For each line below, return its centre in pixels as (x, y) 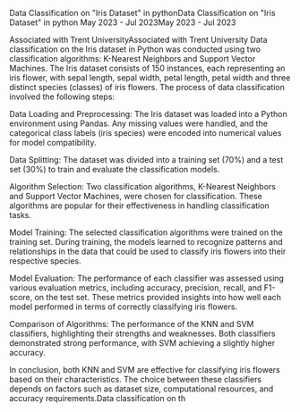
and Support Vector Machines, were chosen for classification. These (136, 196)
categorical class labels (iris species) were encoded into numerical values (146, 133)
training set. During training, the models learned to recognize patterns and (146, 242)
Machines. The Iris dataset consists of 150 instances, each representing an (147, 68)
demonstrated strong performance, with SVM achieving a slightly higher (142, 343)
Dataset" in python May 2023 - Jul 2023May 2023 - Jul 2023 (123, 22)
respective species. (46, 261)
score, (21, 297)
